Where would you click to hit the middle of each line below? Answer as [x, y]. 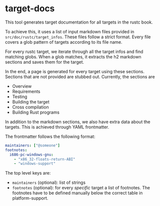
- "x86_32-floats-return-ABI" [45, 159]
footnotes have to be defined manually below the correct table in [77, 193]
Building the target [31, 102]
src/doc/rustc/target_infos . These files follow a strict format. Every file [78, 37]
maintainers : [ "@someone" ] [33, 145]
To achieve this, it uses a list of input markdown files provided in [70, 31]
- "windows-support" [35, 164]
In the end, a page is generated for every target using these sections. [75, 71]
